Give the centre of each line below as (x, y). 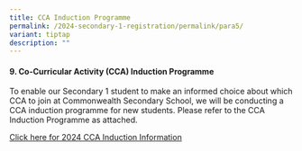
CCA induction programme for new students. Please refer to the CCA (137, 111)
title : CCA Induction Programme (70, 18)
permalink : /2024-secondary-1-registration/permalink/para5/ (127, 26)
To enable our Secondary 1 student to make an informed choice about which (151, 92)
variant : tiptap (40, 34)
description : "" (40, 43)
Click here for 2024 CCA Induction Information (96, 138)
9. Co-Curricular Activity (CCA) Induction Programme (112, 71)
